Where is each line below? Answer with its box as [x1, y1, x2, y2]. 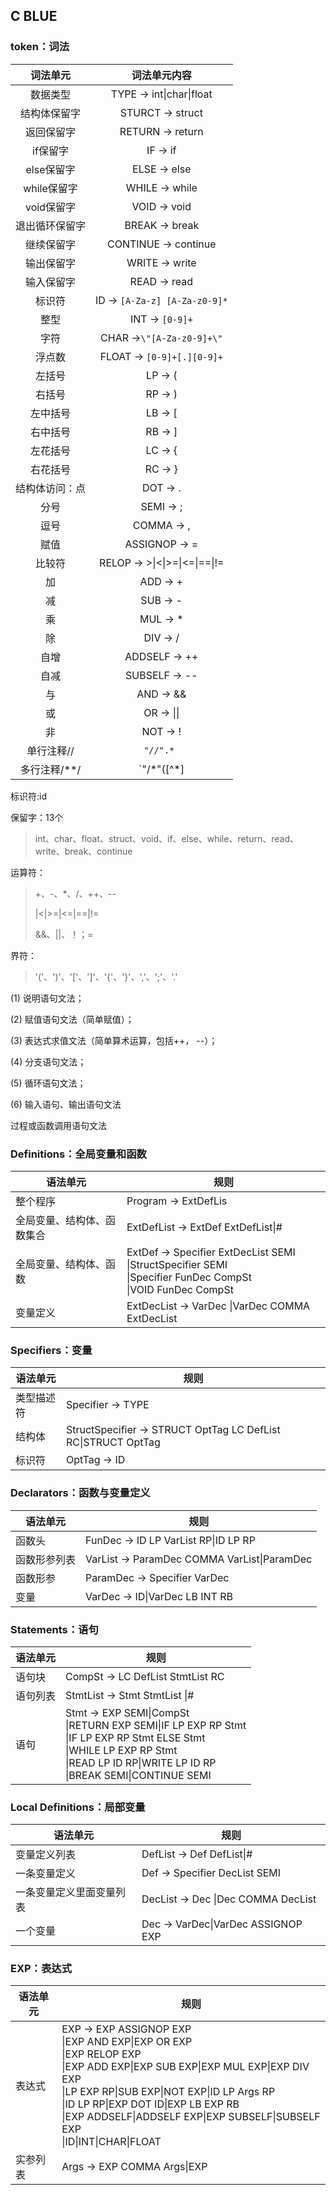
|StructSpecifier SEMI [126, 1257, 228, 1271]
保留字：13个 [10, 811, 64, 823]
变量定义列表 [15, 1848, 77, 1862]
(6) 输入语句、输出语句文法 [10, 1098, 122, 1110]
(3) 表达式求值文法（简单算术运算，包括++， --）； [10, 1034, 218, 1046]
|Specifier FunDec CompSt [126, 1270, 252, 1284]
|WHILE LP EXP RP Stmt [65, 1743, 178, 1757]
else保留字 [25, 162, 76, 176]
